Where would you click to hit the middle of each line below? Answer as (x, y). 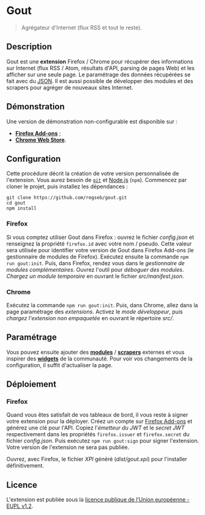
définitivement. (25, 466)
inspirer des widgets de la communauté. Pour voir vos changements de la (99, 359)
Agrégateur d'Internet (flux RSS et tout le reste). (82, 27)
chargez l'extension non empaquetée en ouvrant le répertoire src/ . (90, 318)
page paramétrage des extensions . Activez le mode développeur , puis (95, 312)
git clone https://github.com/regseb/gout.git (67, 198)
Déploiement (32, 385)
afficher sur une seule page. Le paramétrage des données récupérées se (99, 75)
